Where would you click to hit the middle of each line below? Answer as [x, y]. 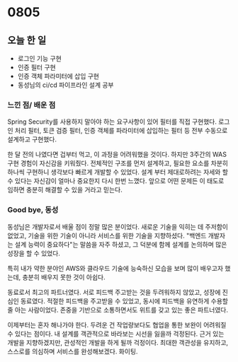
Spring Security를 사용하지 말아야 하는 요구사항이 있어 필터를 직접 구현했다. [112, 122]
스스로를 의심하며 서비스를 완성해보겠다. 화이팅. [73, 351]
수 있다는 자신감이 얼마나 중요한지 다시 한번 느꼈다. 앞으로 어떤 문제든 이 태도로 [116, 181]
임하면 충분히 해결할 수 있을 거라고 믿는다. [65, 190]
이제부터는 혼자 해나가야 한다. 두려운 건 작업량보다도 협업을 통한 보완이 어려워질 [117, 325]
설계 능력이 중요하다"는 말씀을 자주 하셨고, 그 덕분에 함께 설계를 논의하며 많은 [121, 244]
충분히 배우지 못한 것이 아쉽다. [64, 277]
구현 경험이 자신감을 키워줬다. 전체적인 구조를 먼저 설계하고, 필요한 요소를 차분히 [118, 163]
